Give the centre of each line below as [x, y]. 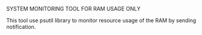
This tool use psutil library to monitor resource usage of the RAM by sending [101, 20]
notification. [21, 27]
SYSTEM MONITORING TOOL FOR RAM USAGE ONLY [73, 9]
